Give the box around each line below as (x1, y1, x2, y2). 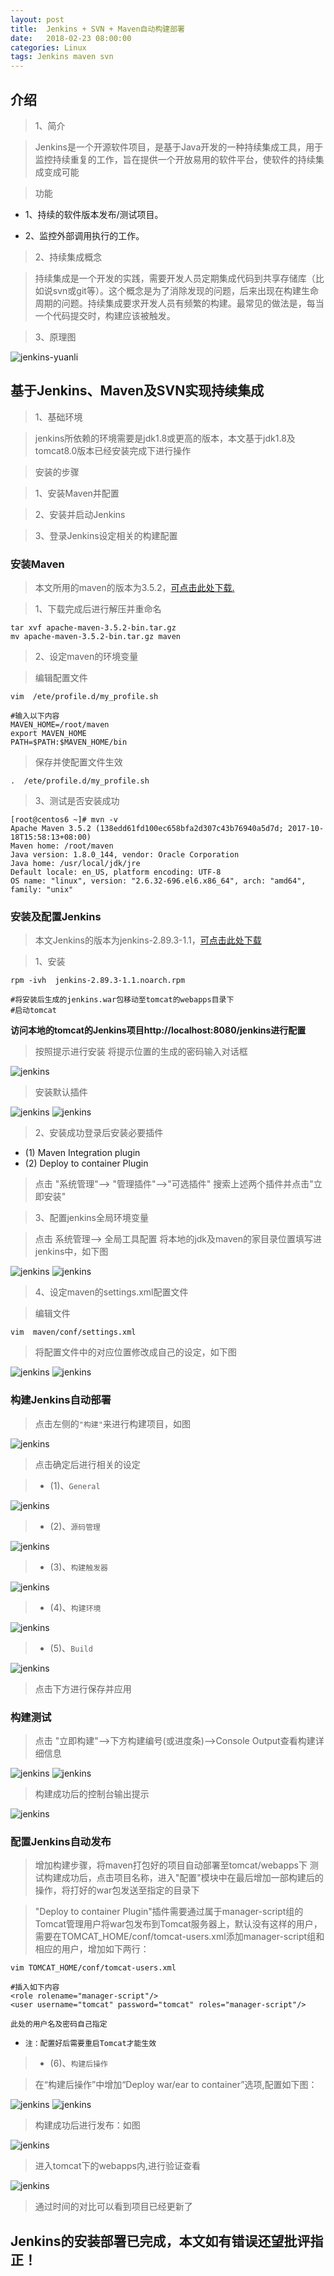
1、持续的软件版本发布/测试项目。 (24, 208, 164, 220)
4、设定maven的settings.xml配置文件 (34, 1286, 189, 1298)
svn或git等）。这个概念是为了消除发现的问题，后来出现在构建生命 (52, 284, 319, 296)
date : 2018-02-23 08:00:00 (10, 33, 132, 43)
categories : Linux (10, 42, 87, 53)
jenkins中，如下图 (34, 1246, 109, 1258)
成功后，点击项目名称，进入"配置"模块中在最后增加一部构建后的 (61, 1872, 324, 1884)
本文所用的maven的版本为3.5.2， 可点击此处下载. (34, 582, 235, 594)
